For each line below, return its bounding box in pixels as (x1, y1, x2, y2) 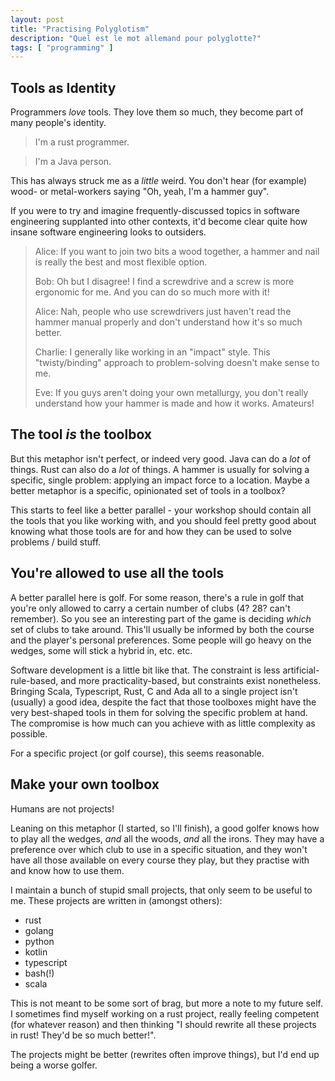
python (24, 935, 55, 947)
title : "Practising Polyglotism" (10, 24, 150, 34)
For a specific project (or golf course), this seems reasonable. (10, 747, 265, 759)
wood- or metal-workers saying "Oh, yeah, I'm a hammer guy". (10, 186, 270, 198)
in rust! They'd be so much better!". (10, 1029, 157, 1041)
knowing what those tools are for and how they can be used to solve (10, 525, 292, 537)
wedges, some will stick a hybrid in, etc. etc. (10, 644, 193, 656)
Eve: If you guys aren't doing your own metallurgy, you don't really (34, 387, 309, 399)
